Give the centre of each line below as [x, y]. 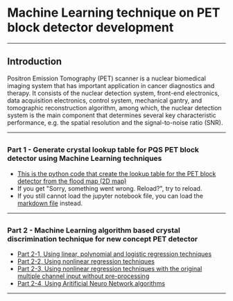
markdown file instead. [50, 203]
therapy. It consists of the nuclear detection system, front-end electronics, [113, 93]
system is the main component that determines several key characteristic [112, 115]
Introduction [35, 61]
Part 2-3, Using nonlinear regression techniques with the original [110, 269]
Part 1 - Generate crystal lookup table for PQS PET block [103, 150]
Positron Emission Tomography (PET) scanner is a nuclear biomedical [107, 78]
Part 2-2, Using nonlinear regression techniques [86, 261]
